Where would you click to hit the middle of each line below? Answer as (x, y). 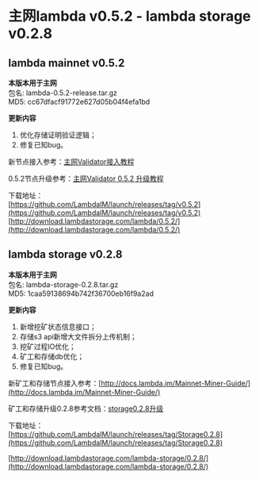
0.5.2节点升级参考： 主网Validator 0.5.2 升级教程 (86, 178)
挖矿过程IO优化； (48, 347)
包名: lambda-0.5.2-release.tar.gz (63, 93)
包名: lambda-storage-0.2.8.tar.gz (63, 284)
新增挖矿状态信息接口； (58, 327)
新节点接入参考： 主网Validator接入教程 (71, 162)
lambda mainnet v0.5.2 (67, 63)
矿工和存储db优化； (52, 356)
